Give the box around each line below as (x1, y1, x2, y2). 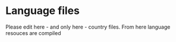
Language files (5, 4, 80, 17)
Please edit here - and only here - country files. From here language (5, 23, 171, 30)
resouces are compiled (5, 29, 61, 36)
